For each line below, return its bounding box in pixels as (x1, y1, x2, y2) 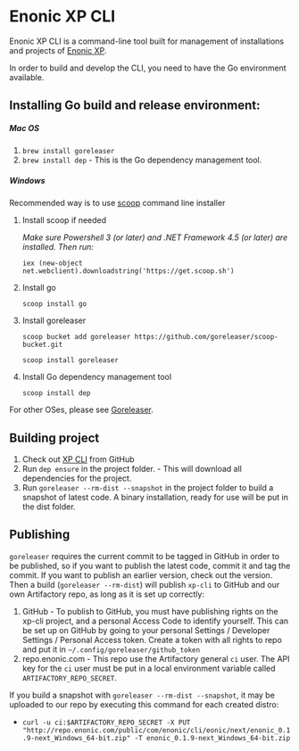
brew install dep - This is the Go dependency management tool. (21, 154, 262, 166)
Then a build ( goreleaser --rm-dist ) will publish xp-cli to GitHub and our (9, 579, 280, 590)
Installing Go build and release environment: (9, 98, 261, 113)
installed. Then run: (21, 242, 94, 252)
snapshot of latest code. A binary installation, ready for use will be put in (21, 492, 288, 503)
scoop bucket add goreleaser (21, 333, 131, 342)
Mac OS (9, 122, 40, 133)
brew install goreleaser (21, 147, 115, 156)
